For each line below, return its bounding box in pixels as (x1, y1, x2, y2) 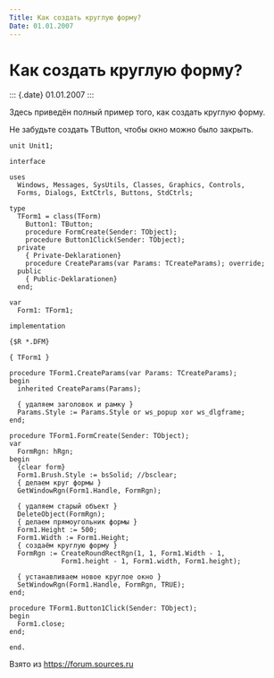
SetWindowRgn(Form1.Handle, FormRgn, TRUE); (17, 580, 186, 589)
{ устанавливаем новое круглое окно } (17, 572, 162, 582)
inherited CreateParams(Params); (17, 384, 142, 394)
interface (9, 158, 46, 167)
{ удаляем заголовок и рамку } (17, 400, 134, 409)
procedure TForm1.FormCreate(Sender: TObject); (9, 432, 190, 441)
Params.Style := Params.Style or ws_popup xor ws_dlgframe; (17, 408, 245, 417)
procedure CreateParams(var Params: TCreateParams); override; (25, 259, 266, 269)
